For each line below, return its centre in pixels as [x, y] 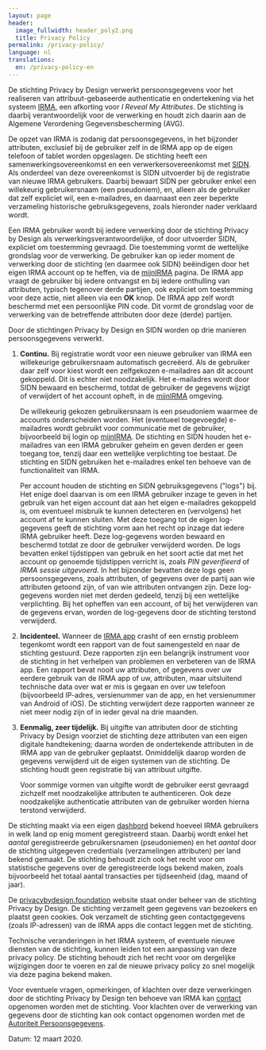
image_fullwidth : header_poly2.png [74, 30]
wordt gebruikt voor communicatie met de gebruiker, [140, 428]
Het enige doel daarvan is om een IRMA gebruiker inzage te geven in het [138, 494]
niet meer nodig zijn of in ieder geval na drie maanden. [109, 712]
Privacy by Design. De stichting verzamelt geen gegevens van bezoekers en [133, 908]
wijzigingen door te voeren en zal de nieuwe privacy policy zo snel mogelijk [132, 966]
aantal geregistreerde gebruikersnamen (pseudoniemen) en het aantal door [132, 842]
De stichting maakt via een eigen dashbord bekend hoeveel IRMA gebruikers [133, 825]
